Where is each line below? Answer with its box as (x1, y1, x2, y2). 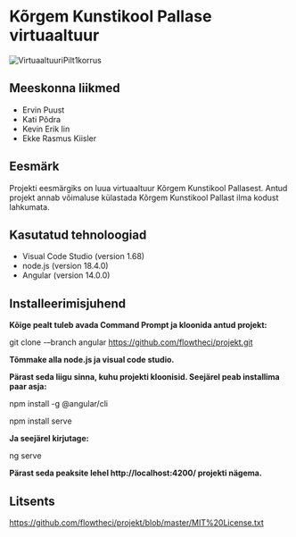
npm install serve (9, 415, 73, 426)
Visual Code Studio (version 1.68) (21, 251, 145, 262)
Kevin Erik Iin (21, 123, 70, 134)
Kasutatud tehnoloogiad (9, 227, 147, 242)
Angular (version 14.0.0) (21, 270, 111, 281)
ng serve (9, 450, 42, 461)
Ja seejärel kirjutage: (9, 433, 89, 444)
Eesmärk (9, 159, 60, 174)
